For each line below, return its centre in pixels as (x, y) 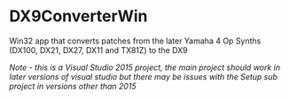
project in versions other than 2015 (73, 86)
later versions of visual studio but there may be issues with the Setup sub (143, 76)
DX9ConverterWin (78, 16)
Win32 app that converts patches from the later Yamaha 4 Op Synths (135, 41)
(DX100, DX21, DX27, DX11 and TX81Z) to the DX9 (98, 50)
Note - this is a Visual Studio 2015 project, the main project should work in (145, 67)
